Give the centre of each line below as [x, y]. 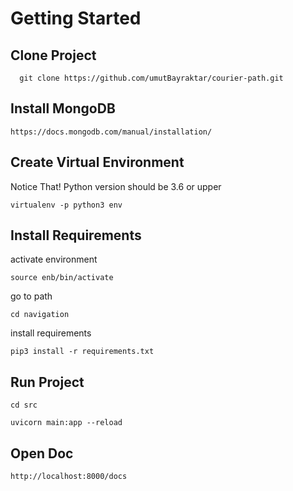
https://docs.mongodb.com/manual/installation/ [111, 132]
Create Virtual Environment [97, 162]
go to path [31, 296]
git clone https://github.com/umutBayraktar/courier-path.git [151, 78]
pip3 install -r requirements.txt [82, 352]
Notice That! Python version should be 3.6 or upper [116, 186]
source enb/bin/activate [62, 278]
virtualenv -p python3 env [66, 205]
